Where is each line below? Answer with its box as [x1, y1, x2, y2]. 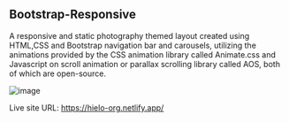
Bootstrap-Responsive [9, 7, 137, 22]
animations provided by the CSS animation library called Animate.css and [9, 49, 276, 60]
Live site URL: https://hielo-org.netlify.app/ [9, 102, 164, 113]
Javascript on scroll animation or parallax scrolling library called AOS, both [9, 58, 281, 69]
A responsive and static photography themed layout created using [9, 30, 250, 41]
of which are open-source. [9, 68, 106, 79]
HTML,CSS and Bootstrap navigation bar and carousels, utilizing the [9, 40, 256, 50]
